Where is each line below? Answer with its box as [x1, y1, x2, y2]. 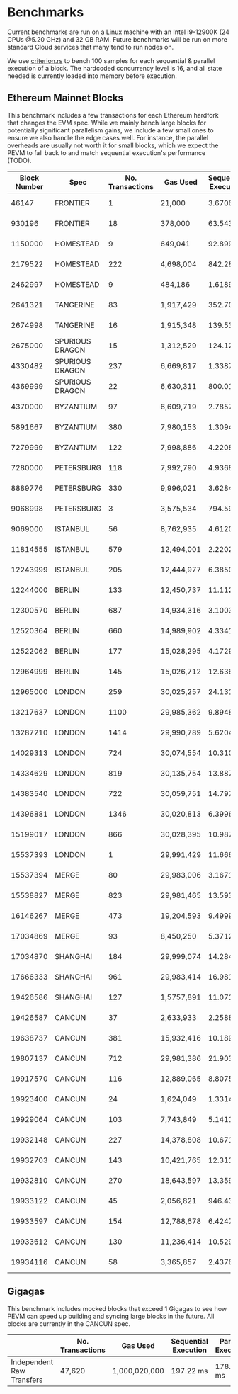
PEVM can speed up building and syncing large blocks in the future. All [7, 1312, 215, 1320]
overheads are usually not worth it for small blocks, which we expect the [7, 141, 219, 149]
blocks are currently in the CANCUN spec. [7, 1319, 131, 1328]
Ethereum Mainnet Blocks [7, 92, 124, 104]
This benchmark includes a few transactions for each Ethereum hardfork [7, 110, 219, 119]
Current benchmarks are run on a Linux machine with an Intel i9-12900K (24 [7, 28, 230, 36]
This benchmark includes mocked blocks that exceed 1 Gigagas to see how [7, 1304, 227, 1313]
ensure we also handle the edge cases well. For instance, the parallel [7, 133, 209, 142]
